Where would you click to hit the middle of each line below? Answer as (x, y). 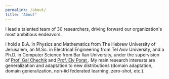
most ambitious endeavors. (34, 34)
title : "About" (21, 15)
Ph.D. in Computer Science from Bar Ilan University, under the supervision (82, 55)
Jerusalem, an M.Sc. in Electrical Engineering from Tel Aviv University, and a (85, 49)
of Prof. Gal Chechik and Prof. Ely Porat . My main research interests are (80, 60)
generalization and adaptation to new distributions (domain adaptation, (79, 65)
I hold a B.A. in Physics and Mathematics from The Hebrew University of (80, 44)
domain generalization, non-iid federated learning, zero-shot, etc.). (75, 70)
